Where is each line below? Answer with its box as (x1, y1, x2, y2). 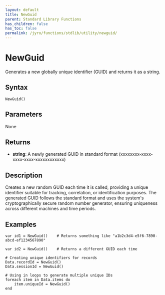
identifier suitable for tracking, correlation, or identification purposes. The (5, 190, 156, 196)
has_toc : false (5, 26, 37, 31)
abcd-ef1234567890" (5, 238, 46, 243)
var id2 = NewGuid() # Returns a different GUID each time (5, 246, 137, 251)
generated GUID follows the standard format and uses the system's (5, 195, 144, 201)
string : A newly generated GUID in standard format (12, 151, 118, 157)
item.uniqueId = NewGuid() (14, 281, 70, 286)
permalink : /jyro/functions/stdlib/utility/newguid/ (5, 31, 117, 36)
